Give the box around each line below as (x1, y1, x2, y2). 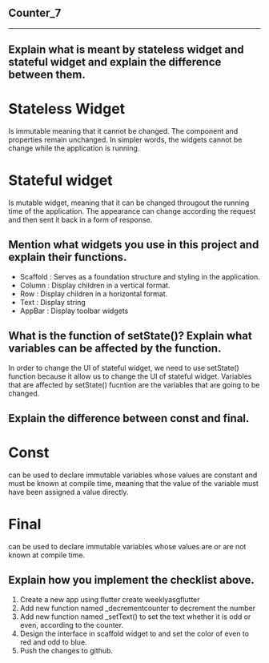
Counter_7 (8, 6, 62, 20)
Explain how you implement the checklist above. (8, 573, 255, 587)
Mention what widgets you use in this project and (8, 238, 259, 251)
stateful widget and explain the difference (8, 55, 222, 69)
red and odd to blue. (19, 637, 87, 647)
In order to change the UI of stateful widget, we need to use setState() (8, 363, 240, 372)
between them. (8, 68, 86, 82)
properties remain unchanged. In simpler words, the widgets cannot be (8, 135, 243, 145)
